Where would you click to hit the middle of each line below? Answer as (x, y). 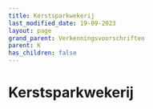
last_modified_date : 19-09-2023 (62, 23)
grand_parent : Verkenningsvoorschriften (77, 38)
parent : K (25, 46)
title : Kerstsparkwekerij (51, 16)
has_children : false (43, 53)
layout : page (30, 30)
